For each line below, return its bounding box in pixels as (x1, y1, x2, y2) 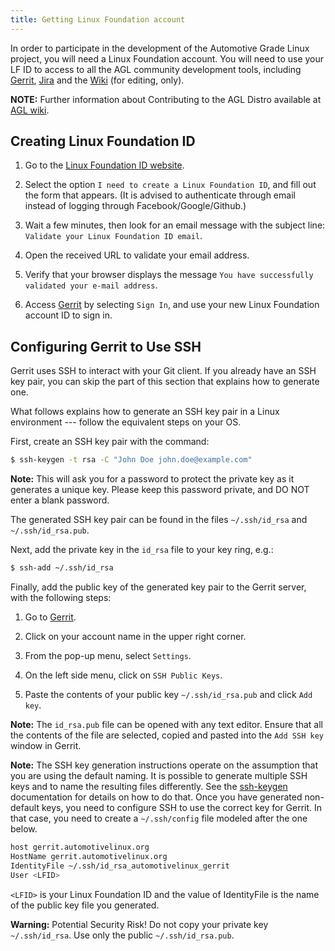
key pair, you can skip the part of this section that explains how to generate (10, 376, 320, 388)
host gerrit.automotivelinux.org (10, 842, 150, 852)
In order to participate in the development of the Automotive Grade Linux (10, 42, 310, 54)
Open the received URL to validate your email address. (24, 249, 250, 261)
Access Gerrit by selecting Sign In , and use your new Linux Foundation (24, 299, 320, 311)
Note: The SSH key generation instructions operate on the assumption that (10, 759, 319, 771)
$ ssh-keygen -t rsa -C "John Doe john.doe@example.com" (10, 455, 253, 465)
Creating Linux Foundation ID (10, 133, 196, 150)
